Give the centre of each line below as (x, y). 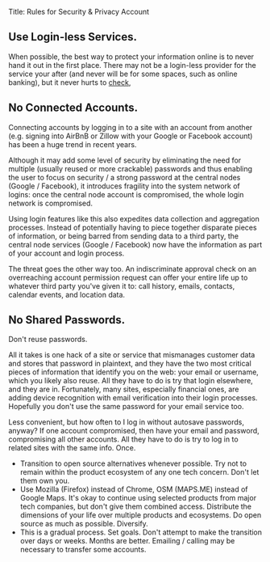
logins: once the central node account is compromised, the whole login (126, 194)
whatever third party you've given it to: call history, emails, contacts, (122, 285)
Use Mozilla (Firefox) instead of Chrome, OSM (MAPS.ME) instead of (134, 489)
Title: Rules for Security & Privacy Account (79, 12)
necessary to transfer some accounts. (83, 550)
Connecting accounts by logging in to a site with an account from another (131, 127)
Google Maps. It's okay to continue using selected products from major (138, 498)
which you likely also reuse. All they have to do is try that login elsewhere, (131, 381)
